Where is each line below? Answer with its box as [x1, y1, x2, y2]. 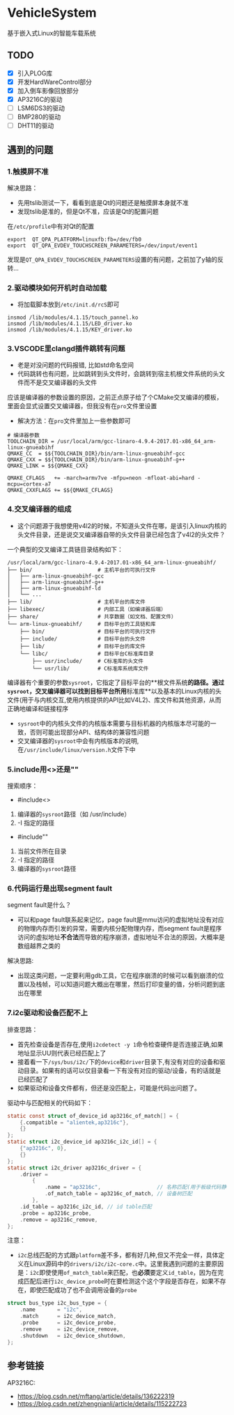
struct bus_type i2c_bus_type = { [7, 1300, 108, 1307]
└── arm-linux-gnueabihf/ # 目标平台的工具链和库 [7, 620, 156, 627]
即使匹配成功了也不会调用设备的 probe [29, 1286, 137, 1294]
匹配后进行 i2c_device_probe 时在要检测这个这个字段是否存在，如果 [23, 1277, 214, 1285]
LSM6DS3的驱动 [17, 104, 65, 112]
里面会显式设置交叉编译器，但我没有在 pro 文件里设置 [7, 402, 157, 410]
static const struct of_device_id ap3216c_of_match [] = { [7, 1112, 179, 1119]
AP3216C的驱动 [17, 95, 63, 103]
